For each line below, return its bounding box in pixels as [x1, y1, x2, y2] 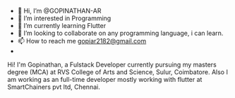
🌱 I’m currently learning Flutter [17, 22, 107, 29]
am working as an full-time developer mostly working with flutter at [7, 76, 203, 83]
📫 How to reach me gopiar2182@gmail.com [17, 37, 147, 45]
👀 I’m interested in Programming [17, 14, 112, 22]
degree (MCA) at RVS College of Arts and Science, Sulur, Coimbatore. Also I [7, 68, 228, 76]
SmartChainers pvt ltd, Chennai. [7, 83, 100, 91]
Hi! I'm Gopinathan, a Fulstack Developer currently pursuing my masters [7, 60, 217, 69]
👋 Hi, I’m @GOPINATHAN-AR [17, 7, 102, 15]
